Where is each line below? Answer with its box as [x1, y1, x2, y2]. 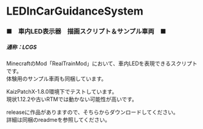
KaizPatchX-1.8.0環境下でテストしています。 [6, 88, 117, 96]
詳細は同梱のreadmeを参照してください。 [6, 116, 111, 124]
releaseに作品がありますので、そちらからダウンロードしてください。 [6, 108, 179, 116]
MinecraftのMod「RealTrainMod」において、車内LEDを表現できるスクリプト [6, 60, 198, 68]
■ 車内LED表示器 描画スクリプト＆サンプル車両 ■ [6, 27, 167, 36]
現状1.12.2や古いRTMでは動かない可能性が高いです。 [6, 96, 138, 103]
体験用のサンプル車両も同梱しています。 [6, 75, 107, 83]
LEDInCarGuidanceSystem [6, 4, 144, 18]
